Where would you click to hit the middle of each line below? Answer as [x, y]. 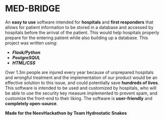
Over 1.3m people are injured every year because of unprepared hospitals [79, 72]
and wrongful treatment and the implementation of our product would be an [81, 77]
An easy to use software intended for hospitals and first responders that [79, 22]
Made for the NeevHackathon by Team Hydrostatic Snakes [66, 113]
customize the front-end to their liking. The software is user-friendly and [79, 98]
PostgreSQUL [26, 57]
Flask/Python [26, 52]
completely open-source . [31, 103]
